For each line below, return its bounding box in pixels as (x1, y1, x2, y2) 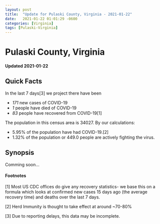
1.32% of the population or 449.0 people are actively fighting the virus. (12, 134, 155, 140)
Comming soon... (5, 161, 40, 167)
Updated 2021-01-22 (5, 63, 48, 69)
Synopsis (5, 149, 34, 157)
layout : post (5, 7, 32, 12)
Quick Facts (5, 77, 43, 86)
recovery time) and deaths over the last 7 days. (5, 194, 100, 200)
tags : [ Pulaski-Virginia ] (5, 25, 58, 30)
